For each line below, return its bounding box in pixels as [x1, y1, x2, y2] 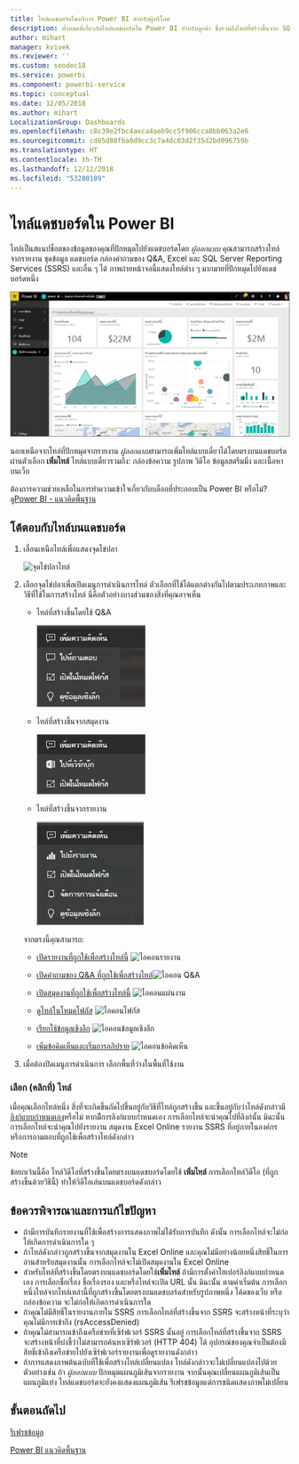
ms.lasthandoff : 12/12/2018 [10, 165, 114, 174]
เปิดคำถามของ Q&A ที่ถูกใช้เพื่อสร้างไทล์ [35, 969, 153, 980]
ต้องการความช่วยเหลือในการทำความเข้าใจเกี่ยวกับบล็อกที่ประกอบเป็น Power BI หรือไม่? [10, 483, 268, 494]
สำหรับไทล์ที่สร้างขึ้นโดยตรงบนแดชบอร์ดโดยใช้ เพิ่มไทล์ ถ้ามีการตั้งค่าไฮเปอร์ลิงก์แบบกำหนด [22, 1266, 285, 1277]
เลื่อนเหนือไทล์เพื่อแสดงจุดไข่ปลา [22, 543, 118, 554]
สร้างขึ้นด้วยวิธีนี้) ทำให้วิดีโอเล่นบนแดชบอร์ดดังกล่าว [10, 1177, 162, 1187]
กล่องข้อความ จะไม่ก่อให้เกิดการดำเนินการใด [22, 1297, 152, 1307]
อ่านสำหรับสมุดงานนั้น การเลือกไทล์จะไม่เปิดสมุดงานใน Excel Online [22, 1257, 230, 1267]
